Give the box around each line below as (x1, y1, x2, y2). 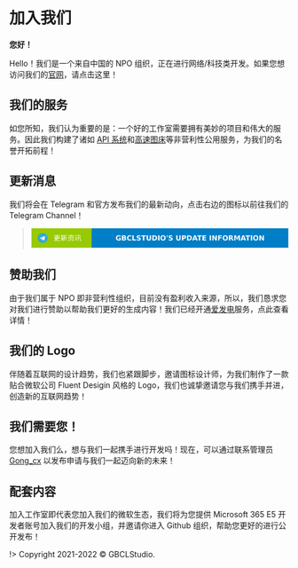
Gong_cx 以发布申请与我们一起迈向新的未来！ (9, 455, 176, 466)
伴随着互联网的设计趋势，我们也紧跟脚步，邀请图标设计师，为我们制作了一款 (9, 368, 289, 379)
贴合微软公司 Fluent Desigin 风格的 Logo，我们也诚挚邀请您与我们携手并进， (9, 379, 289, 390)
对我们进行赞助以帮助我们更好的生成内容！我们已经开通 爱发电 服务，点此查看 (9, 304, 289, 314)
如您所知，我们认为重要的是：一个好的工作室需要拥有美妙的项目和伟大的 (9, 122, 273, 133)
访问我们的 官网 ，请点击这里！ (9, 68, 118, 80)
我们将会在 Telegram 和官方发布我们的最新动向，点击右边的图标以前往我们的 (9, 199, 289, 209)
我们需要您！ (9, 419, 80, 434)
